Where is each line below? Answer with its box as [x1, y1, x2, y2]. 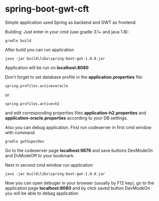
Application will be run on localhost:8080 [5, 65, 89, 70]
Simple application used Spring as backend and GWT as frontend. [5, 19, 137, 25]
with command [5, 130, 35, 135]
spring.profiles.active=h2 [5, 101, 60, 106]
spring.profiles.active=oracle [5, 84, 68, 88]
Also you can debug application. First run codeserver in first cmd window [5, 124, 152, 130]
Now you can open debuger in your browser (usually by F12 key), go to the [5, 180, 154, 185]
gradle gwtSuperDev [5, 139, 45, 144]
